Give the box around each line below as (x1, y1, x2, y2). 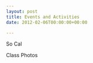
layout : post (6, 8, 38, 15)
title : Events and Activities (6, 14, 80, 20)
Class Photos (6, 52, 38, 59)
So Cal (6, 40, 22, 47)
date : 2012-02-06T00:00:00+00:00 (6, 19, 88, 25)
